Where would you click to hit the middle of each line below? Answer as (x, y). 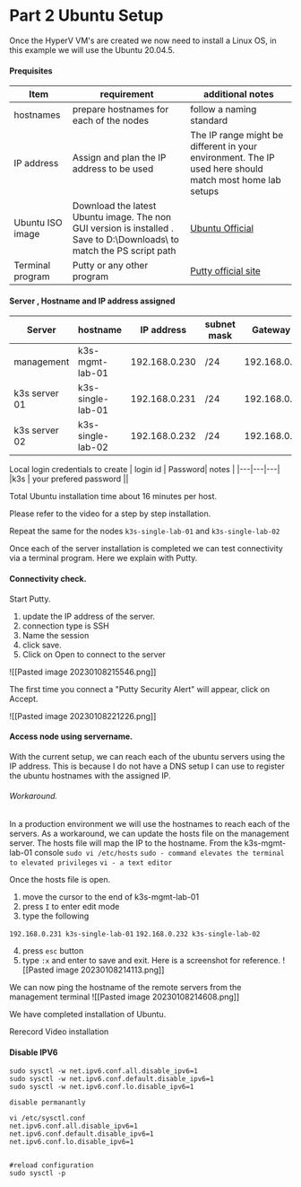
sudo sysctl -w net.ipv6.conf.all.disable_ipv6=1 (104, 1071)
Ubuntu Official (222, 228)
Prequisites (31, 70)
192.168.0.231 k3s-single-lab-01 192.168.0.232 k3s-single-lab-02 (135, 934)
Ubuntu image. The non (122, 217)
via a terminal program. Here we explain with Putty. (103, 558)
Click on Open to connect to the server (94, 654)
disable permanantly (48, 1103)
